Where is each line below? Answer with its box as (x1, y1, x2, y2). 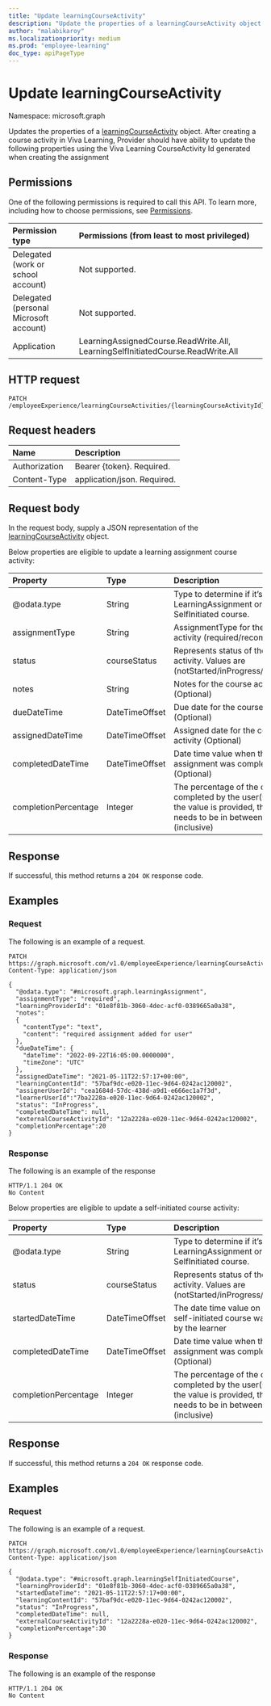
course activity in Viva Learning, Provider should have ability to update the (8, 135, 256, 145)
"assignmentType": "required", (15, 994, 121, 1002)
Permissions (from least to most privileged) (78, 229, 250, 241)
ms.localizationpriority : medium (8, 34, 121, 43)
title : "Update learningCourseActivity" (8, 11, 147, 20)
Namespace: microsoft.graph (8, 111, 106, 120)
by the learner (173, 1322, 227, 1334)
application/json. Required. (74, 474, 176, 485)
